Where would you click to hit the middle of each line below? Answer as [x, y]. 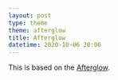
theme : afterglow [37, 30]
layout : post [30, 15]
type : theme [28, 23]
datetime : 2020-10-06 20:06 [55, 45]
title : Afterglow [37, 38]
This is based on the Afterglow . [59, 67]
